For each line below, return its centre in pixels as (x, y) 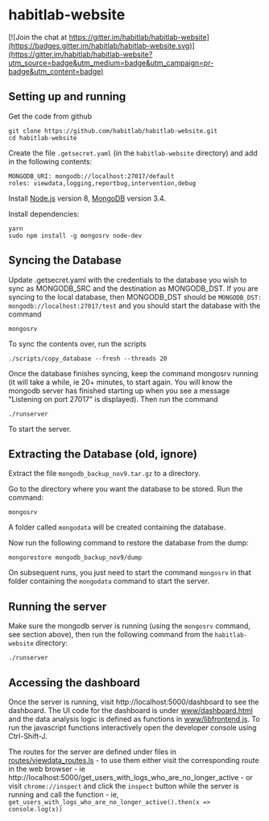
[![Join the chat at (38, 37)
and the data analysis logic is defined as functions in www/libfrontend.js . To (134, 719)
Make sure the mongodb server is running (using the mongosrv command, (130, 626)
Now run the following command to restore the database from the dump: (128, 543)
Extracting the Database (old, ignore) (103, 454)
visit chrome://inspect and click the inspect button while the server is (124, 786)
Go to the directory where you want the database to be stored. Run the (126, 489)
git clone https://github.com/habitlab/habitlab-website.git (113, 131)
